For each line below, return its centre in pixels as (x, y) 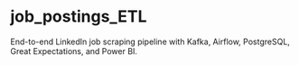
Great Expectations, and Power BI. (74, 51)
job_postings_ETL (79, 17)
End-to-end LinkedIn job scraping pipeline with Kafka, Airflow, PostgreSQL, (150, 42)
